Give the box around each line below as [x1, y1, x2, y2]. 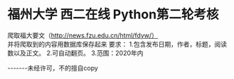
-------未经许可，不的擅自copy [7, 63, 98, 72]
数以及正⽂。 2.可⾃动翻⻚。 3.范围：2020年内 [7, 49, 144, 57]
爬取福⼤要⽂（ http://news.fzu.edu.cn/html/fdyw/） [7, 31, 159, 39]
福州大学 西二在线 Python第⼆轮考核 [7, 6, 219, 23]
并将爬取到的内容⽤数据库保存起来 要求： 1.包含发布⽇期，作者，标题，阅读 [7, 39, 228, 48]
